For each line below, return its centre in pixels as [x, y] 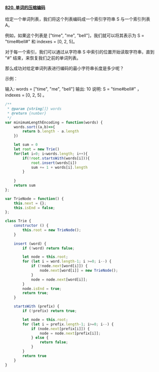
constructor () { [31, 226]
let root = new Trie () [37, 149]
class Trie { [18, 221]
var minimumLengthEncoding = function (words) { [54, 122]
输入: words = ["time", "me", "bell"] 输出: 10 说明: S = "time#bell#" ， [73, 89]
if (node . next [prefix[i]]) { [60, 329]
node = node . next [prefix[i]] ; [70, 333]
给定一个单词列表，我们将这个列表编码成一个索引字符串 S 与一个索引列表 [78, 19]
